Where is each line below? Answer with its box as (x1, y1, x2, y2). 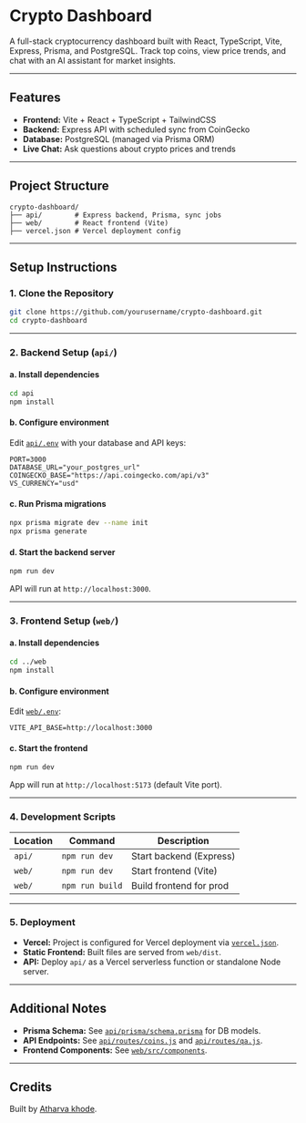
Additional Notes (9, 1001, 107, 1016)
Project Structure (9, 179, 109, 194)
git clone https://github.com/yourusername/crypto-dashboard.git (9, 307, 262, 317)
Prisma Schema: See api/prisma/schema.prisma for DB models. (22, 1025, 261, 1035)
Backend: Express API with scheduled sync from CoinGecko (22, 124, 250, 135)
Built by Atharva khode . (9, 1104, 97, 1115)
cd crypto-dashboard (9, 316, 88, 325)
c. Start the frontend (9, 742, 88, 753)
